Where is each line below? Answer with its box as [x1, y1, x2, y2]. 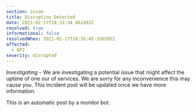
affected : [6, 42, 31, 48]
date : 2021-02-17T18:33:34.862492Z [6, 19, 94, 25]
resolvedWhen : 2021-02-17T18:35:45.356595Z [6, 36, 115, 42]
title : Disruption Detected [6, 14, 76, 20]
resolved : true [6, 25, 44, 31]
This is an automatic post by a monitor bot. [6, 98, 111, 106]
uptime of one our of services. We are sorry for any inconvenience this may [6, 75, 191, 82]
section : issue [6, 8, 44, 15]
